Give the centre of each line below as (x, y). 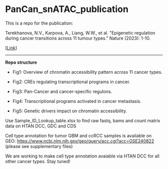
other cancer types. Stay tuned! (38, 161)
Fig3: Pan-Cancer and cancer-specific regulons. (62, 91)
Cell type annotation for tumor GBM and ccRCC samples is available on (78, 135)
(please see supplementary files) (39, 146)
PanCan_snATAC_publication (67, 9)
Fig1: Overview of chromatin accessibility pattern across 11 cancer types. (87, 72)
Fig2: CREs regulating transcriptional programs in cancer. (71, 82)
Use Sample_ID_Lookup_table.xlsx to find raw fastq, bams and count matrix (83, 120)
